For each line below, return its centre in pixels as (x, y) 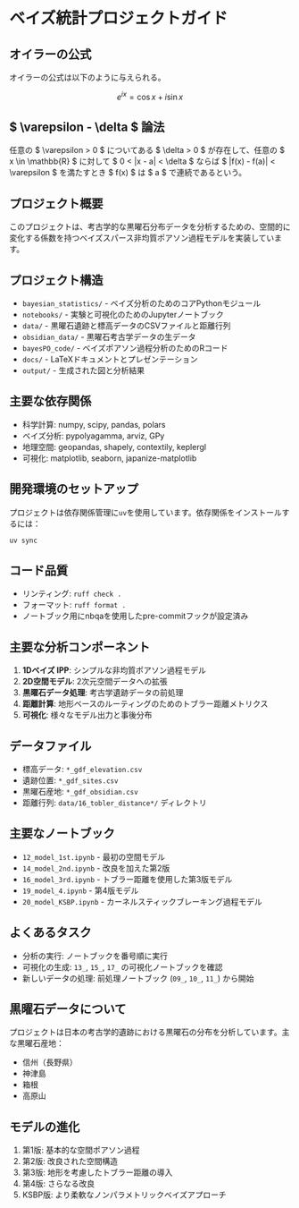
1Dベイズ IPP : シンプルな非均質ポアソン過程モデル (114, 670)
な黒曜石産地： (37, 1043)
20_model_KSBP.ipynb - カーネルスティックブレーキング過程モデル (142, 901)
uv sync (24, 540)
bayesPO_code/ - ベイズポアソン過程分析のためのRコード (125, 348)
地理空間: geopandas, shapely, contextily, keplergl (114, 447)
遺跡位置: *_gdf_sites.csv (70, 780)
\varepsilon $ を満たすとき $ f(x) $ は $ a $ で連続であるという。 (128, 173)
